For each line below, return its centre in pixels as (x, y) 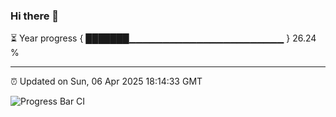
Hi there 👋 (35, 16)
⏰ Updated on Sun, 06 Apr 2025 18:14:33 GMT (106, 81)
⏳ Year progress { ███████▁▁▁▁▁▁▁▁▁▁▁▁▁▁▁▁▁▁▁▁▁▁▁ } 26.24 (163, 38)
